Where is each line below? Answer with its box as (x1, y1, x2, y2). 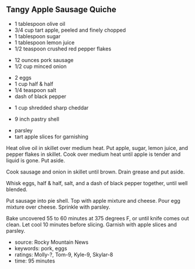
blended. (6, 186, 28, 193)
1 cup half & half (14, 80, 54, 87)
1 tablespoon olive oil (14, 20, 66, 27)
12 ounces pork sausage (14, 56, 74, 63)
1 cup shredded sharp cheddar (14, 104, 89, 111)
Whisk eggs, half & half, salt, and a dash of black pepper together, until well (6, 179, 188, 186)
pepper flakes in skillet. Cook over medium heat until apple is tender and (6, 151, 181, 158)
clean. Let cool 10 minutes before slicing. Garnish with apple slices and (6, 221, 177, 228)
